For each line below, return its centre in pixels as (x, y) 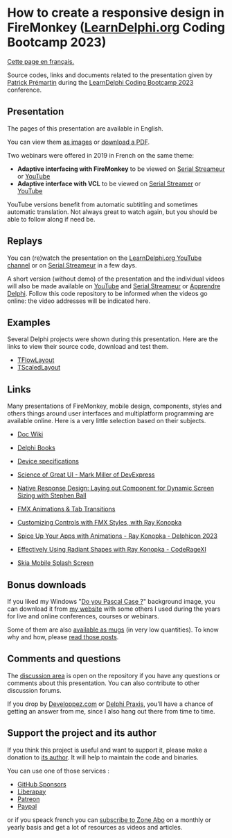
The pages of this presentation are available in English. (86, 128)
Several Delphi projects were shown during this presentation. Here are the (113, 339)
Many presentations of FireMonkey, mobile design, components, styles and (114, 406)
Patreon (28, 799)
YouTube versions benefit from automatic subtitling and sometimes (103, 204)
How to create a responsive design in (116, 13)
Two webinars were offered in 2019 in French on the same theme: (101, 155)
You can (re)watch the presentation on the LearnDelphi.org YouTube (105, 258)
